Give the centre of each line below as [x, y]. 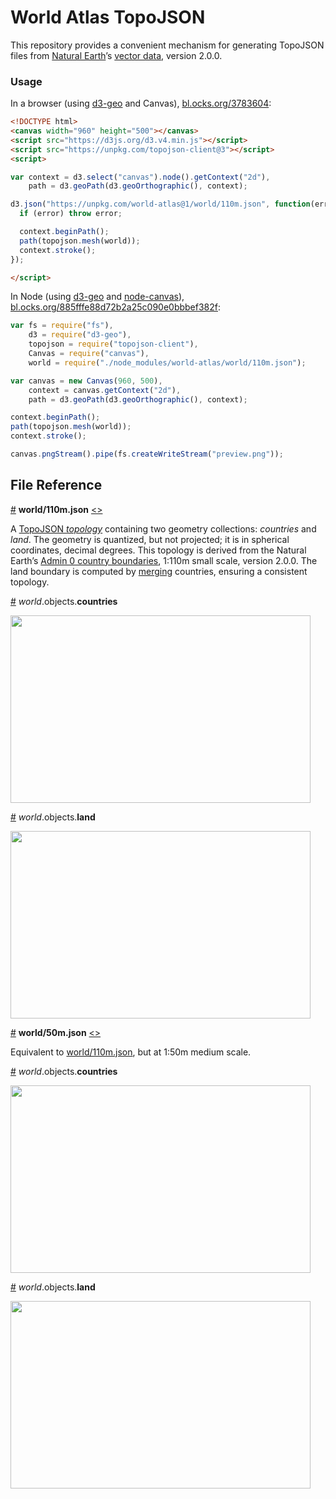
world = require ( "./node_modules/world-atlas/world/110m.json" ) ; [167, 362]
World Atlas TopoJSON [108, 17]
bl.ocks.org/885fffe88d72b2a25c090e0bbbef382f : [116, 307]
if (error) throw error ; [71, 214]
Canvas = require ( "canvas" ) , [89, 354]
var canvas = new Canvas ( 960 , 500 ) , [86, 381]
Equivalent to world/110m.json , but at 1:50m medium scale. [131, 1052]
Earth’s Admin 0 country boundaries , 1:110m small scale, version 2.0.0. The [164, 560]
